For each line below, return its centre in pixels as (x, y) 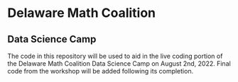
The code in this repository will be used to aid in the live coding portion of (115, 56)
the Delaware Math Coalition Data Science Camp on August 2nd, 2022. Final (119, 64)
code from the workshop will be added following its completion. (101, 71)
